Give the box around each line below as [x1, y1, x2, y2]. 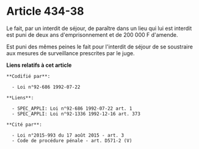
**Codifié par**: [6, 73, 51, 79]
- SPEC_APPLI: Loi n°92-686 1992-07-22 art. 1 [12, 105, 132, 112]
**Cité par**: [6, 121, 43, 128]
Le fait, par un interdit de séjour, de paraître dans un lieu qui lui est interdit [6, 25, 192, 32]
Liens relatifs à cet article [6, 61, 72, 69]
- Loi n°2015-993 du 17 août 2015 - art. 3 [12, 132, 124, 139]
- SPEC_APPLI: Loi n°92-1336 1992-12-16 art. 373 [12, 110, 140, 117]
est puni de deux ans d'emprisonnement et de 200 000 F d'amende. [6, 31, 178, 38]
